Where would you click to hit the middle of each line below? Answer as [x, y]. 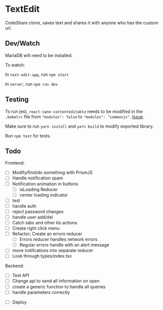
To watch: [15, 65]
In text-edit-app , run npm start [37, 74]
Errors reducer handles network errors [58, 240]
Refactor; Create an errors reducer [47, 234]
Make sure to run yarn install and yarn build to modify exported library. [80, 126]
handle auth [24, 206]
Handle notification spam [38, 178]
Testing [17, 100]
